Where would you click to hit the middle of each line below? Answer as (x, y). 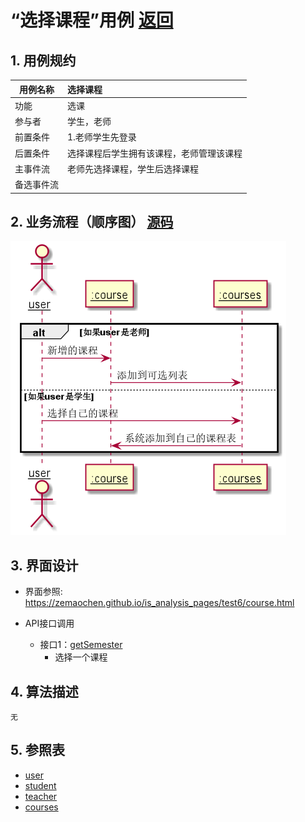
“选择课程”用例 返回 (92, 20)
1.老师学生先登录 (102, 137)
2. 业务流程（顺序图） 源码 (92, 221)
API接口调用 (49, 623)
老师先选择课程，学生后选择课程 (133, 168)
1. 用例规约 (43, 60)
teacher (41, 796)
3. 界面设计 (44, 565)
